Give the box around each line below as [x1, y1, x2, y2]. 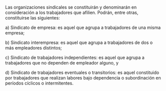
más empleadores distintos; [5, 45, 62, 50]
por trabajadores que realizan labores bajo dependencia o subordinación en [5, 75, 161, 80]
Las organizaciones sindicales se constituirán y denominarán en [5, 4, 137, 10]
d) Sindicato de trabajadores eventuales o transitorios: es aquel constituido [5, 69, 160, 75]
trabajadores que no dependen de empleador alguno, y [5, 60, 119, 65]
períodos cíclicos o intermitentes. [5, 80, 74, 86]
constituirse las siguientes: [5, 15, 60, 20]
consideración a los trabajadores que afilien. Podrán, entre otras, [5, 9, 139, 15]
